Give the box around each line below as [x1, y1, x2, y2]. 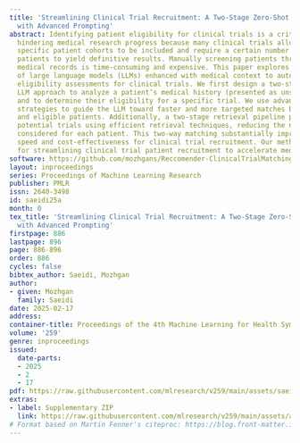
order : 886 [9, 254, 50, 263]
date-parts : [17, 354, 62, 363]
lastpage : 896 [9, 238, 62, 247]
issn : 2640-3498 [9, 188, 70, 196]
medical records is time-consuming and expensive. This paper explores [17, 63, 290, 72]
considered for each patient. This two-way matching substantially [17, 130, 274, 138]
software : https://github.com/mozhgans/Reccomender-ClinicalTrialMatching [9, 154, 294, 163]
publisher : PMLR [9, 180, 70, 188]
